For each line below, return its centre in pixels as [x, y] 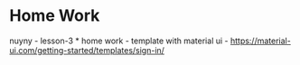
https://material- [260, 41]
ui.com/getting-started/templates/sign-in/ [87, 50]
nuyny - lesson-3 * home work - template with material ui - [119, 41]
